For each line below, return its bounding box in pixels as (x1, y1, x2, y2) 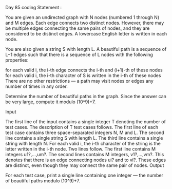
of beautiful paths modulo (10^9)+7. (5, 178, 81, 184)
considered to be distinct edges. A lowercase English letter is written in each (5, 31, 167, 36)
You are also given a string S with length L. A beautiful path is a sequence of (5, 46, 167, 52)
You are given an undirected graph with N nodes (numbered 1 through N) (5, 14, 160, 20)
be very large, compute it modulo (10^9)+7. (5, 99, 96, 105)
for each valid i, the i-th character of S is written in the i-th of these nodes (5, 72, 161, 79)
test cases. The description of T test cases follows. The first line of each (5, 124, 158, 130)
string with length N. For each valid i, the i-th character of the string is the (5, 141, 161, 146)
